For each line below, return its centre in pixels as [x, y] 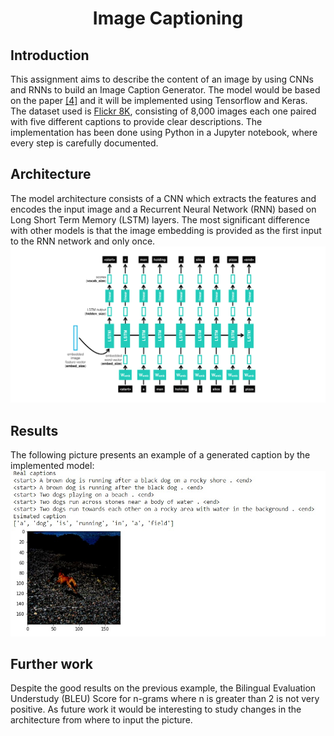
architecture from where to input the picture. [101, 720]
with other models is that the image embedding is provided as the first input [166, 230]
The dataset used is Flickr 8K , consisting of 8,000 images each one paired [163, 111]
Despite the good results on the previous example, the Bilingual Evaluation [163, 688]
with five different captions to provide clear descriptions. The [136, 121]
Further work [52, 664]
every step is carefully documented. [84, 143]
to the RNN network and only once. [83, 241]
